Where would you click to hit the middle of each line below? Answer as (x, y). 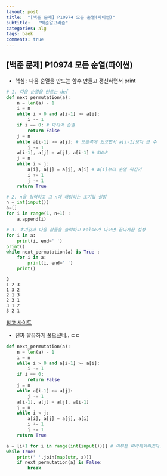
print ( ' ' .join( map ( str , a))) (55, 457)
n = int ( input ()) (28, 203)
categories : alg (26, 28)
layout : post (22, 12)
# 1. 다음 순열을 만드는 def (37, 92)
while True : (21, 452)
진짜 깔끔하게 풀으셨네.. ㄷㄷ (47, 335)
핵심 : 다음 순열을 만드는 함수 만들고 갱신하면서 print (75, 81)
